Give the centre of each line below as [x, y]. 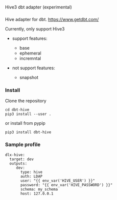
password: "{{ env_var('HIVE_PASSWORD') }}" [66, 185]
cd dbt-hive [17, 110]
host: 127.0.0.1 [37, 194]
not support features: [34, 68]
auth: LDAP [31, 176]
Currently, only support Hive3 [35, 29]
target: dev [22, 159]
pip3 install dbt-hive [28, 132]
